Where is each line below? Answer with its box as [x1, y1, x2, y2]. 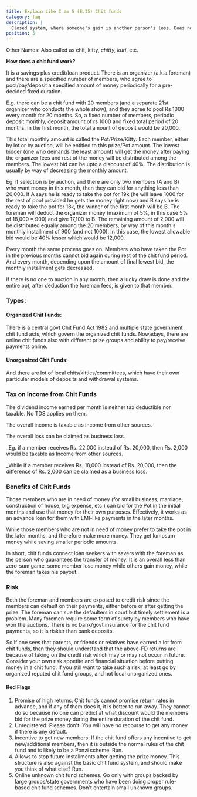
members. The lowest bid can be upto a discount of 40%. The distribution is [6, 161, 191, 168]
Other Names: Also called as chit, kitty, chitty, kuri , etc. [6, 46, 139, 53]
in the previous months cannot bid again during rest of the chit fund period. [6, 252, 188, 259]
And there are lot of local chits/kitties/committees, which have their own [6, 369, 180, 376]
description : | [6, 19, 43, 25]
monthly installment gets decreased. [6, 265, 94, 272]
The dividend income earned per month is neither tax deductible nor [6, 403, 171, 411]
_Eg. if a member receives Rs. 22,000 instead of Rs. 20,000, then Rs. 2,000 [6, 444, 188, 451]
